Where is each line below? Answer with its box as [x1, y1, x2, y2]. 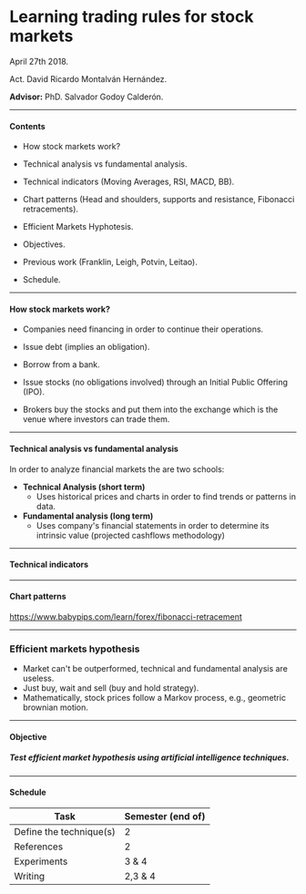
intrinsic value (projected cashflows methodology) [36, 529, 225, 540]
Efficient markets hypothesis [9, 642, 140, 655]
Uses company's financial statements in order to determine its [36, 519, 270, 530]
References [14, 840, 64, 853]
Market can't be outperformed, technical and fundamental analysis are [22, 663, 289, 674]
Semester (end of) [124, 810, 206, 823]
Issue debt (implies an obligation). [22, 342, 150, 353]
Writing [14, 870, 46, 883]
